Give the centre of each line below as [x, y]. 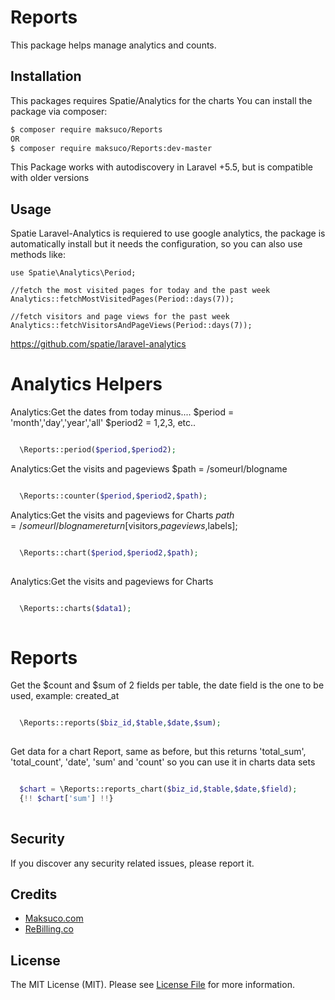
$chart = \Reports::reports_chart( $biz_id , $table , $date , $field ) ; [158, 789]
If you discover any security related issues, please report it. [132, 863]
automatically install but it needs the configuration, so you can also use [156, 244]
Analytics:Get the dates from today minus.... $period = [122, 412]
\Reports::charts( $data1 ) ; [75, 608]
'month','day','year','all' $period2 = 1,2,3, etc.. [103, 423]
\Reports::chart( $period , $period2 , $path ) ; [109, 552]
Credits [34, 894]
